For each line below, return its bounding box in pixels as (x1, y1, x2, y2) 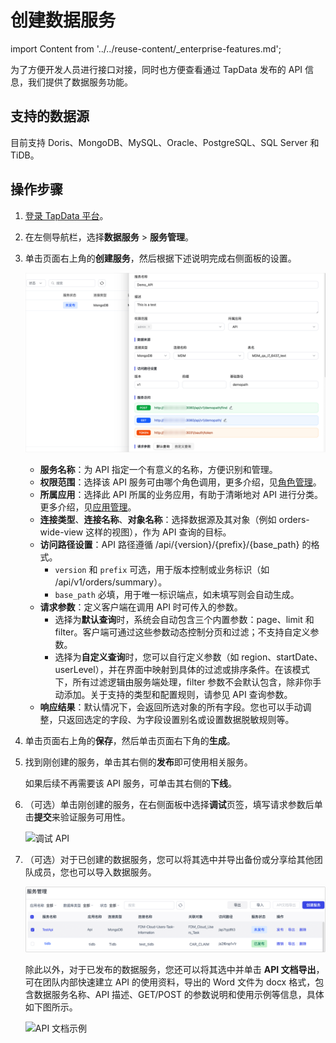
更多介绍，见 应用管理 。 (39, 501, 137, 513)
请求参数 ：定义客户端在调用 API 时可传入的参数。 (39, 601, 243, 613)
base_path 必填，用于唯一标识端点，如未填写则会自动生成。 (54, 588, 300, 600)
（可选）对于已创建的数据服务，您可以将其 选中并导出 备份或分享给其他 (24, 853, 315, 865)
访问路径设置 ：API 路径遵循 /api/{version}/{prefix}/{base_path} (39, 538, 300, 550)
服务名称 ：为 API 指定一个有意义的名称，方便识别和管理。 (39, 463, 278, 475)
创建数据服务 (10, 9, 117, 32)
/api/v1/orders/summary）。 (54, 576, 168, 588)
